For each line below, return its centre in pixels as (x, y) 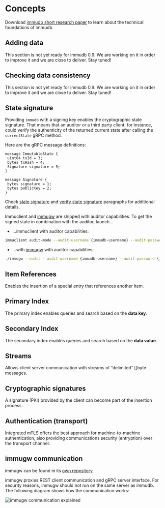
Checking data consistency (48, 75)
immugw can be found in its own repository (49, 471)
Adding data (24, 43)
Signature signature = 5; (34, 167)
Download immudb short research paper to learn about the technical (74, 22)
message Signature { (26, 180)
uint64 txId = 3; (25, 158)
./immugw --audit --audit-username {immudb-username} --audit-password (80, 259)
